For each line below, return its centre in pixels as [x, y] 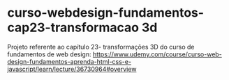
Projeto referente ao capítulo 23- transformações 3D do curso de [101, 47]
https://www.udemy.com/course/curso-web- [157, 54]
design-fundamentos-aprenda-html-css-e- [69, 61]
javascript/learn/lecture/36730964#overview [72, 69]
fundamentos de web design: [49, 54]
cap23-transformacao [73, 27]
